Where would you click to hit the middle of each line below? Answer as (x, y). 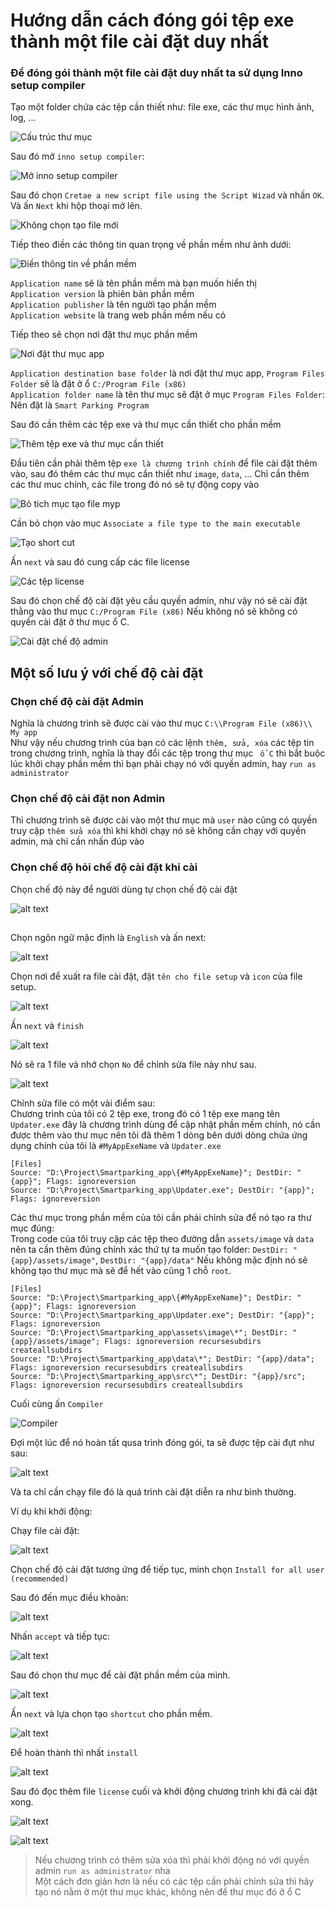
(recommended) (40, 1579)
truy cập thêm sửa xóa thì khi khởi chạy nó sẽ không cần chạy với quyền (158, 831)
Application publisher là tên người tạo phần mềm (113, 305)
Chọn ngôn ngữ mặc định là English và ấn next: (108, 938)
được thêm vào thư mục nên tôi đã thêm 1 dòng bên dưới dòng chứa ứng (159, 1135)
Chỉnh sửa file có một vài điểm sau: (83, 1103)
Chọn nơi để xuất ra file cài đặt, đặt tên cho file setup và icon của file (156, 976)
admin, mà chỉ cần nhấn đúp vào (77, 841)
